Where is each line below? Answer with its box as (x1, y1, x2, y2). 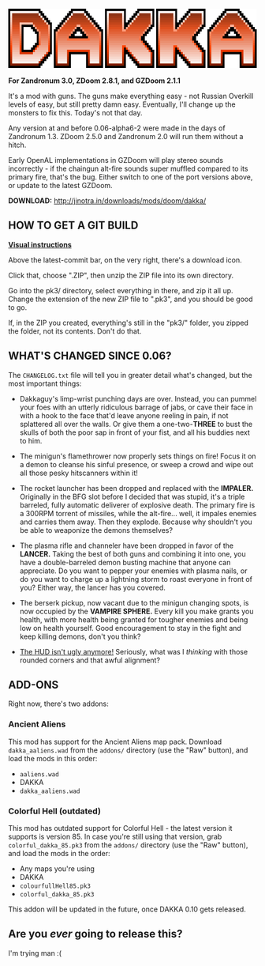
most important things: (8, 379, 82, 388)
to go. (8, 302, 28, 312)
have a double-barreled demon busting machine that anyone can (19, 557, 231, 567)
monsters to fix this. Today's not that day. (8, 108, 143, 118)
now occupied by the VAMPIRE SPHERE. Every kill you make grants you (19, 606, 254, 616)
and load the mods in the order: (8, 849, 110, 858)
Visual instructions (8, 240, 73, 249)
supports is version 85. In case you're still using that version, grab (8, 832, 222, 842)
